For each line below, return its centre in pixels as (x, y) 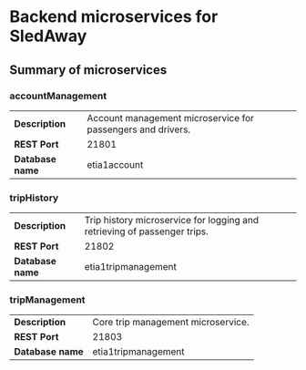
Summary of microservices (88, 70)
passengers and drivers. (138, 129)
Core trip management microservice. (171, 323)
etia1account (115, 164)
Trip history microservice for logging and (172, 221)
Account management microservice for (170, 118)
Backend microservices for (114, 17)
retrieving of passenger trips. (147, 231)
